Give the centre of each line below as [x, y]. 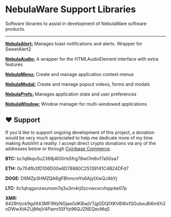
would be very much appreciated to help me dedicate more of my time [79, 138]
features [14, 64]
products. [15, 29]
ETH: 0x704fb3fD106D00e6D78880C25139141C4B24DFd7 [67, 168]
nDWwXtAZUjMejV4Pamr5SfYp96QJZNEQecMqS [58, 209]
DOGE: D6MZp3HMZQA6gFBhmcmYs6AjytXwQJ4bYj [61, 178]
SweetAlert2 [18, 49]
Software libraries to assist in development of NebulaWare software [76, 23]
